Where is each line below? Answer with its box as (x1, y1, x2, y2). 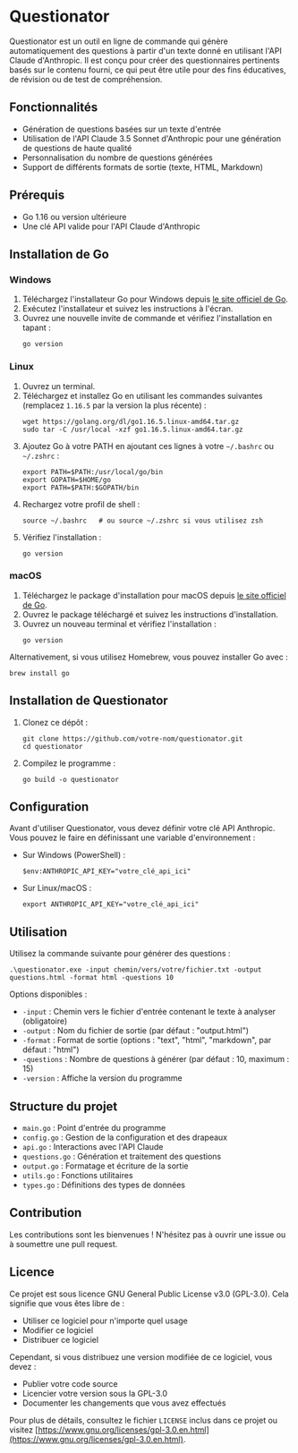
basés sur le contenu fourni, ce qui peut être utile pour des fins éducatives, (9, 64, 286, 75)
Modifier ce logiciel (21, 1324, 94, 1335)
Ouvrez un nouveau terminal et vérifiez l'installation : (21, 618, 217, 629)
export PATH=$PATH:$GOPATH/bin (21, 483, 140, 492)
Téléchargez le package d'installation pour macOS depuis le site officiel (21, 590, 286, 600)
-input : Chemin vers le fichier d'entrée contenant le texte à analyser (21, 1007, 276, 1017)
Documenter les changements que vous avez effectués (21, 1398, 226, 1408)
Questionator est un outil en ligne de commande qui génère (9, 36, 228, 47)
